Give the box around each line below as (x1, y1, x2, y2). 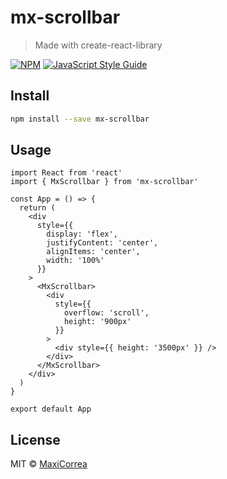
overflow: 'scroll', (63, 308, 150, 318)
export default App (10, 404, 92, 415)
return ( (19, 203, 56, 213)
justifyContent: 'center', (46, 238, 159, 248)
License (10, 431, 61, 448)
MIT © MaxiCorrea (10, 458, 88, 470)
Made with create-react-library (34, 39, 163, 51)
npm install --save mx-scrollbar (10, 114, 150, 124)
